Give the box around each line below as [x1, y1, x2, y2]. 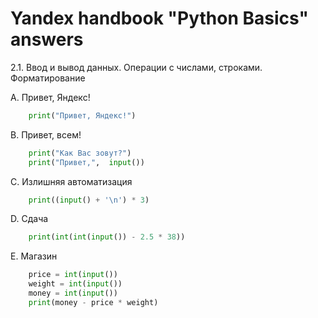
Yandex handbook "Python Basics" [10, 7, 309, 30]
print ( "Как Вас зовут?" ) [28, 148, 132, 158]
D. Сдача [10, 213, 49, 225]
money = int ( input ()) [28, 288, 118, 299]
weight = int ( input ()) [28, 279, 123, 289]
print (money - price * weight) [28, 297, 159, 307]
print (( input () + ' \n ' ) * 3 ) [28, 195, 150, 205]
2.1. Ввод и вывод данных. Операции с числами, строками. [10, 61, 263, 73]
